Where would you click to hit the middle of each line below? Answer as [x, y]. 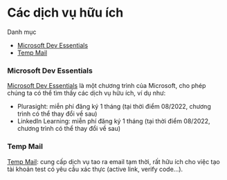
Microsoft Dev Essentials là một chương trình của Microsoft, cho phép [107, 86]
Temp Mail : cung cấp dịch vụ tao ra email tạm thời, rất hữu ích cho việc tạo [113, 161]
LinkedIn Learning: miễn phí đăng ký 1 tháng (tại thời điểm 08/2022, [113, 121]
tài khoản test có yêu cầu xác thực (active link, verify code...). [95, 169]
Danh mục [22, 32]
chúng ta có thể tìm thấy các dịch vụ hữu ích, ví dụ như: [87, 93]
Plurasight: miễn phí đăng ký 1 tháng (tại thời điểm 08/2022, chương [114, 107]
